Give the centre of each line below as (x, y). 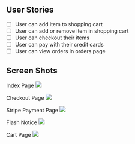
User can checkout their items (52, 38)
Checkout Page (25, 97)
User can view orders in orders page (60, 51)
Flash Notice (22, 122)
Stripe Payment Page (32, 110)
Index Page (20, 85)
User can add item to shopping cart (59, 24)
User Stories (30, 10)
